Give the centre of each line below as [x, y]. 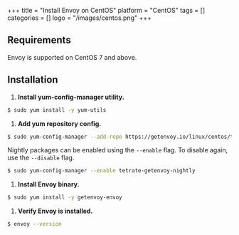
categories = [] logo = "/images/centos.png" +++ [79, 18]
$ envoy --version [34, 224]
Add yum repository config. [59, 123]
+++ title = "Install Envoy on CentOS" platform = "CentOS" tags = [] [106, 10]
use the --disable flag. [41, 158]
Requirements [39, 40]
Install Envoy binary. [48, 184]
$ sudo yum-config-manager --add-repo [65, 137]
